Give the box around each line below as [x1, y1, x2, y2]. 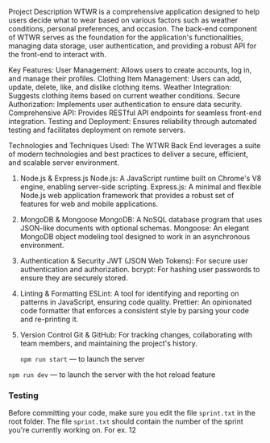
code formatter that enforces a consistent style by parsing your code [19, 306, 250, 315]
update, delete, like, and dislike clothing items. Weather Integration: [8, 82, 232, 92]
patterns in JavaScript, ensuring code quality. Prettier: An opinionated [19, 297, 252, 307]
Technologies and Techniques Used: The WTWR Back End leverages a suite [8, 141, 261, 150]
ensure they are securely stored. [19, 273, 128, 283]
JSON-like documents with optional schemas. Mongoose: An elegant [19, 223, 250, 233]
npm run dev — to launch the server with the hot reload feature [8, 370, 216, 379]
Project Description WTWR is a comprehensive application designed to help [8, 7, 260, 16]
